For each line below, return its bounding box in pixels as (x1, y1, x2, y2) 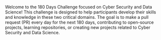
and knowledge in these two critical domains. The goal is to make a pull (5, 14, 149, 20)
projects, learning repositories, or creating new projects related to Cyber (5, 25, 150, 30)
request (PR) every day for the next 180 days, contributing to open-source (5, 19, 154, 25)
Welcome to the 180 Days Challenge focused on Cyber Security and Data (5, 4, 152, 10)
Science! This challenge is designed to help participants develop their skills (5, 9, 156, 15)
